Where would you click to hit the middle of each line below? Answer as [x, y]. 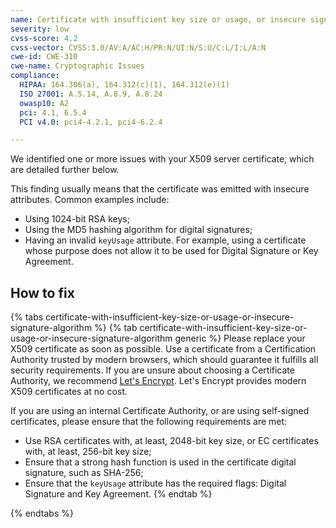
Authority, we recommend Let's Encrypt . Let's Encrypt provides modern [158, 381]
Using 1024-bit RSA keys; [77, 219]
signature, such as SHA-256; [84, 473]
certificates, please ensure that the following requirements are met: [149, 422]
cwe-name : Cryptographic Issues [77, 66]
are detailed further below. [65, 170]
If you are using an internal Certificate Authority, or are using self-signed [160, 411]
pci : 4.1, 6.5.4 [53, 112]
